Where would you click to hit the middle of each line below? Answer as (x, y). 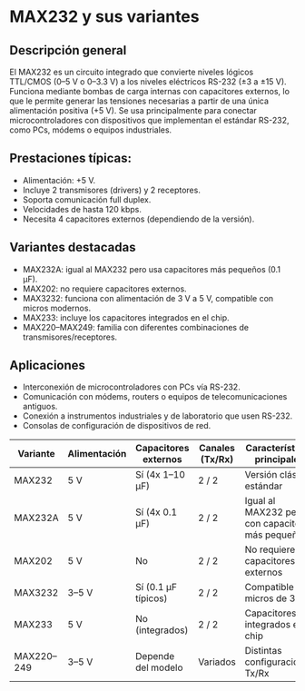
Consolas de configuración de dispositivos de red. (117, 426)
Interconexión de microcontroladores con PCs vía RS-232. (131, 387)
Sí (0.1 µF (156, 587)
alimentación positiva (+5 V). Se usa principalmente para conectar (133, 110)
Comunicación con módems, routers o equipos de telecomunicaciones (155, 397)
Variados (217, 662)
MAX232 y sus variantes (104, 17)
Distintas (263, 651)
